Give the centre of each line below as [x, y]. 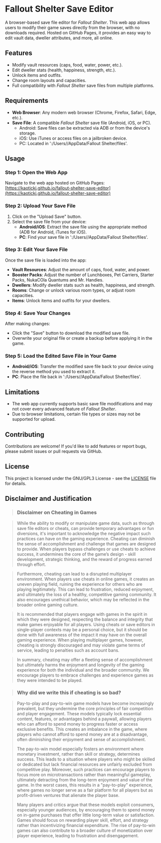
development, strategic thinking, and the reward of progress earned [84, 559]
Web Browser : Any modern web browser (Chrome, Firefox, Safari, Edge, [84, 112]
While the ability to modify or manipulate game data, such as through [86, 523]
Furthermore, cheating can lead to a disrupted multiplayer [74, 574]
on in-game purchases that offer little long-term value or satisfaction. [86, 815]
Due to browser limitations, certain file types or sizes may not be [76, 414]
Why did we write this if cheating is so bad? [69, 693]
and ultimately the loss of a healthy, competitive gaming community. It [87, 594]
